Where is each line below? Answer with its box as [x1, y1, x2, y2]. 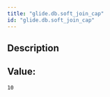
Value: [7, 66, 36, 78]
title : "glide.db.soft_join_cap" [7, 10, 104, 17]
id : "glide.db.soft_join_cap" [7, 17, 95, 24]
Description [7, 42, 59, 54]
